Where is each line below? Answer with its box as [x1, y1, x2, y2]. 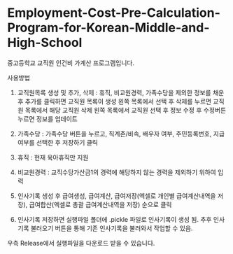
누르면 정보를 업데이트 [17, 114, 78, 123]
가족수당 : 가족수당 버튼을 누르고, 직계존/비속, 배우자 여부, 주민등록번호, [17, 129, 212, 138]
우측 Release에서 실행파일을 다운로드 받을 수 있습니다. [7, 239, 155, 247]
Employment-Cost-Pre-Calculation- [7, 5, 220, 21]
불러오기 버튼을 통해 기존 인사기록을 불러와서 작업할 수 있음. [30, 224, 193, 232]
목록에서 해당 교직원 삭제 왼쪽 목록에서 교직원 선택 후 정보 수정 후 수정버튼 [24, 106, 227, 114]
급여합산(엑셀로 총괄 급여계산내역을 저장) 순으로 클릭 [29, 200, 172, 209]
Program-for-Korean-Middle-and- [7, 20, 210, 36]
